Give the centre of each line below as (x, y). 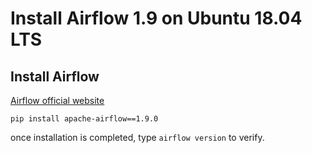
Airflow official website (57, 100)
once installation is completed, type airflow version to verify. (137, 137)
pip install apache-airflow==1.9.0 (84, 119)
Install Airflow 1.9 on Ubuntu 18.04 (156, 18)
